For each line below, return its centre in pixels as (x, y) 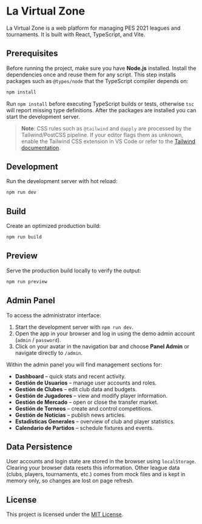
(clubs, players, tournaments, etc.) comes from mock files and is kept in (96, 474)
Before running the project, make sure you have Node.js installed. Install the (101, 68)
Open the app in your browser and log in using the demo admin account (105, 333)
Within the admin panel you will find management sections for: (84, 364)
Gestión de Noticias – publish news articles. (70, 415)
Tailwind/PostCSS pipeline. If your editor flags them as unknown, (102, 135)
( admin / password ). (38, 340)
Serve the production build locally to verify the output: (74, 270)
